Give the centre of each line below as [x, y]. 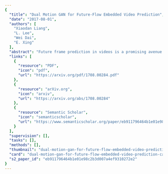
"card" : [17, 154]
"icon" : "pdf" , [34, 71]
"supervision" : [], [30, 136]
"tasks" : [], [23, 140]
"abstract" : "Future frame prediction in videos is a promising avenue [86, 52]
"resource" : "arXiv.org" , [45, 89]
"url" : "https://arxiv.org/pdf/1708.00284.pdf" [69, 75]
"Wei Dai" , [25, 38]
